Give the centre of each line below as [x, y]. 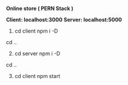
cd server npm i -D [37, 54]
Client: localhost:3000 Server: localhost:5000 [64, 20]
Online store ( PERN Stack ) [40, 8]
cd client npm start [37, 76]
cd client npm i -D [36, 31]
